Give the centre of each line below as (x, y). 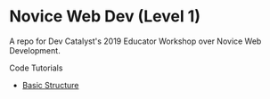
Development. (35, 50)
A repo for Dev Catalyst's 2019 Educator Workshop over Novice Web (135, 41)
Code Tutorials (36, 68)
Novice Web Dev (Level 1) (105, 16)
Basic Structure (50, 85)
